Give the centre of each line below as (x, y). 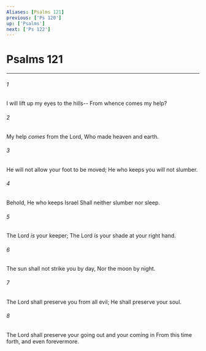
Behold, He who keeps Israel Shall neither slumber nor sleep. (83, 202)
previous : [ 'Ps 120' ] (34, 18)
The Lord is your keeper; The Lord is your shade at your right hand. (91, 236)
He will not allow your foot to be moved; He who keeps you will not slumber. (102, 169)
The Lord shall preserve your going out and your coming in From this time (99, 334)
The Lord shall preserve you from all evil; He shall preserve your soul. (94, 302)
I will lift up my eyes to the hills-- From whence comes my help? (87, 103)
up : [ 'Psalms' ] (26, 23)
